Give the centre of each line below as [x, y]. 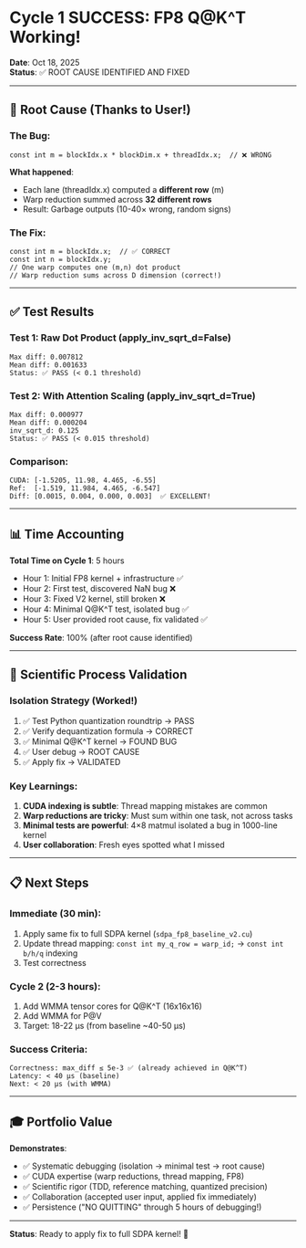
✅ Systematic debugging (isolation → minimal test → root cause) [144, 1166]
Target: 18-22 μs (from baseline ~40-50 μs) [104, 1025]
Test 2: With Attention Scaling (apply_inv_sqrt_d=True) [133, 395]
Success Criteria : [49, 1049]
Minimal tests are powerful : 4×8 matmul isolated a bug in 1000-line [150, 825]
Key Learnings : [44, 786]
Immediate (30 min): [56, 914]
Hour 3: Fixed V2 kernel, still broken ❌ [94, 599]
